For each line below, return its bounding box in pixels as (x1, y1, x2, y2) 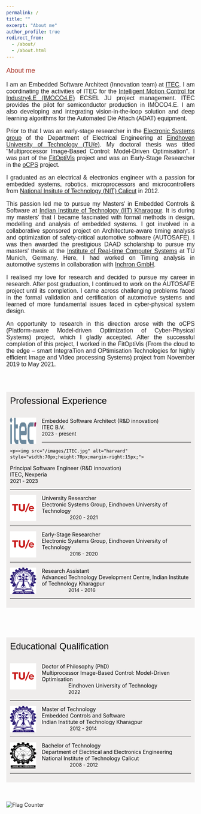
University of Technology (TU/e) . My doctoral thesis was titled (6, 141, 195, 148)
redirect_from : (6, 35, 44, 41)
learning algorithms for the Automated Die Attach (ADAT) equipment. (6, 115, 187, 122)
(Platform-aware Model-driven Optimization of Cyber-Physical (6, 327, 195, 334)
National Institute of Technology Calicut (41, 755, 139, 762)
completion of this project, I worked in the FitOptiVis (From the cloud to (6, 340, 195, 347)
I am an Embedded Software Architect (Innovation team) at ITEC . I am (6, 81, 195, 88)
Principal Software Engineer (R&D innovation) (10, 464, 121, 471)
